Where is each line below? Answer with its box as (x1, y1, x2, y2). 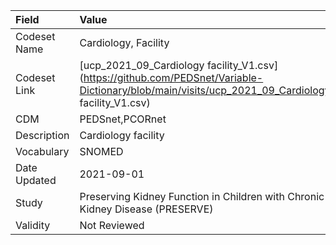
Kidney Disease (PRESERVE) (79, 202, 214, 216)
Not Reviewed (79, 219, 145, 232)
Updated (15, 174, 57, 187)
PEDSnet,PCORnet (79, 112, 167, 126)
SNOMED (79, 145, 124, 158)
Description (15, 129, 70, 142)
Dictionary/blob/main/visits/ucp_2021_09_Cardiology (79, 84, 331, 97)
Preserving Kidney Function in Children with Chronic (79, 190, 325, 203)
